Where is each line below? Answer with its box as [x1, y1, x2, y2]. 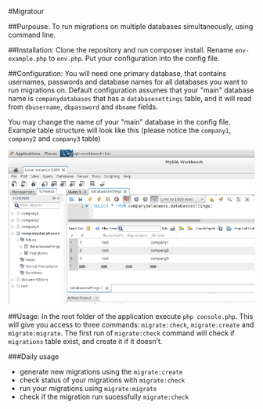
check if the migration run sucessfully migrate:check [19, 392, 189, 402]
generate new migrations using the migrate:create [19, 367, 183, 377]
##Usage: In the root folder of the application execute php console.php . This [8, 312, 254, 321]
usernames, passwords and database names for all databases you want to [8, 78, 248, 86]
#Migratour [8, 7, 45, 16]
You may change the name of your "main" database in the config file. [8, 118, 231, 126]
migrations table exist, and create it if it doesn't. [8, 337, 163, 346]
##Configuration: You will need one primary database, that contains [8, 69, 227, 78]
